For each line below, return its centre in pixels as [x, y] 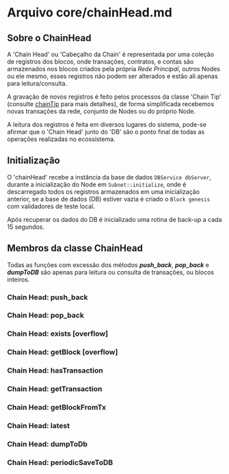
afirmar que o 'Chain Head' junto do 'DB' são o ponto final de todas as [106, 132]
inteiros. [18, 279]
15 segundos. [26, 227]
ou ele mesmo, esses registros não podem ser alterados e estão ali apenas [112, 76]
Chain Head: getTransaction [55, 389]
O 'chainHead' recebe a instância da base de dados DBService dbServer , [109, 177]
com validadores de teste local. [51, 206]
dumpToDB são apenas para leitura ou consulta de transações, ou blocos [110, 272]
